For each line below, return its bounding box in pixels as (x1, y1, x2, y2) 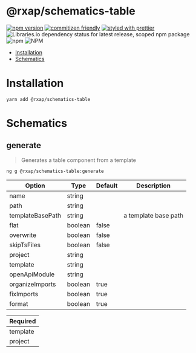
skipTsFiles (9, 241, 41, 249)
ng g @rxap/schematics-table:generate (6, 168, 104, 174)
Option (25, 181, 45, 190)
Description (136, 181, 171, 190)
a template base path (123, 211, 183, 219)
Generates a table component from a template (21, 156, 137, 164)
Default (96, 181, 118, 190)
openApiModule (9, 270, 55, 279)
